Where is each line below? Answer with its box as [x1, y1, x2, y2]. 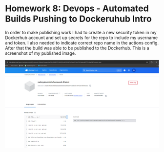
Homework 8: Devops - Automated [5, 3, 149, 14]
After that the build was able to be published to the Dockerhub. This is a [5, 45, 150, 51]
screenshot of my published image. [5, 50, 76, 56]
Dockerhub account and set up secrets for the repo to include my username [5, 35, 158, 41]
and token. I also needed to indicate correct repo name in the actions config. [5, 40, 159, 45]
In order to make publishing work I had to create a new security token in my [5, 29, 157, 35]
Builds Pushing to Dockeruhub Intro [5, 13, 152, 24]
